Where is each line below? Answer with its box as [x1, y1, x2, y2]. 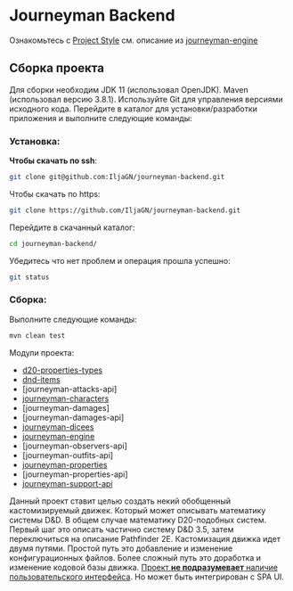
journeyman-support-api [21, 478, 113, 488]
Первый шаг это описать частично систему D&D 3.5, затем [9, 523, 234, 535]
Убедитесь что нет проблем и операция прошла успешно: [9, 255, 231, 266]
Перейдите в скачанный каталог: [9, 222, 135, 233]
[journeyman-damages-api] [21, 412, 125, 423]
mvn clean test [9, 331, 66, 340]
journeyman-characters [21, 393, 110, 404]
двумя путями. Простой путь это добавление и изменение [9, 543, 233, 554]
